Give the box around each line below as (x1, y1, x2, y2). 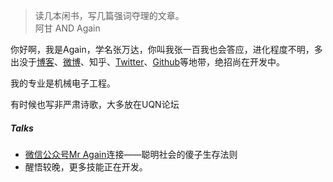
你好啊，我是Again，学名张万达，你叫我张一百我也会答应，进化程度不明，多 (10, 44, 323, 55)
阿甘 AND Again (34, 22, 101, 34)
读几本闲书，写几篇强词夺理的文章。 (34, 10, 185, 21)
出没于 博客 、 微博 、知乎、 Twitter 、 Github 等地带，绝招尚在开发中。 (10, 56, 286, 68)
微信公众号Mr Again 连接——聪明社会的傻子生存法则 (24, 148, 238, 160)
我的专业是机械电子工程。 (10, 77, 116, 89)
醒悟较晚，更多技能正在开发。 (24, 160, 148, 173)
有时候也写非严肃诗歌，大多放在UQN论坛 (10, 99, 180, 110)
